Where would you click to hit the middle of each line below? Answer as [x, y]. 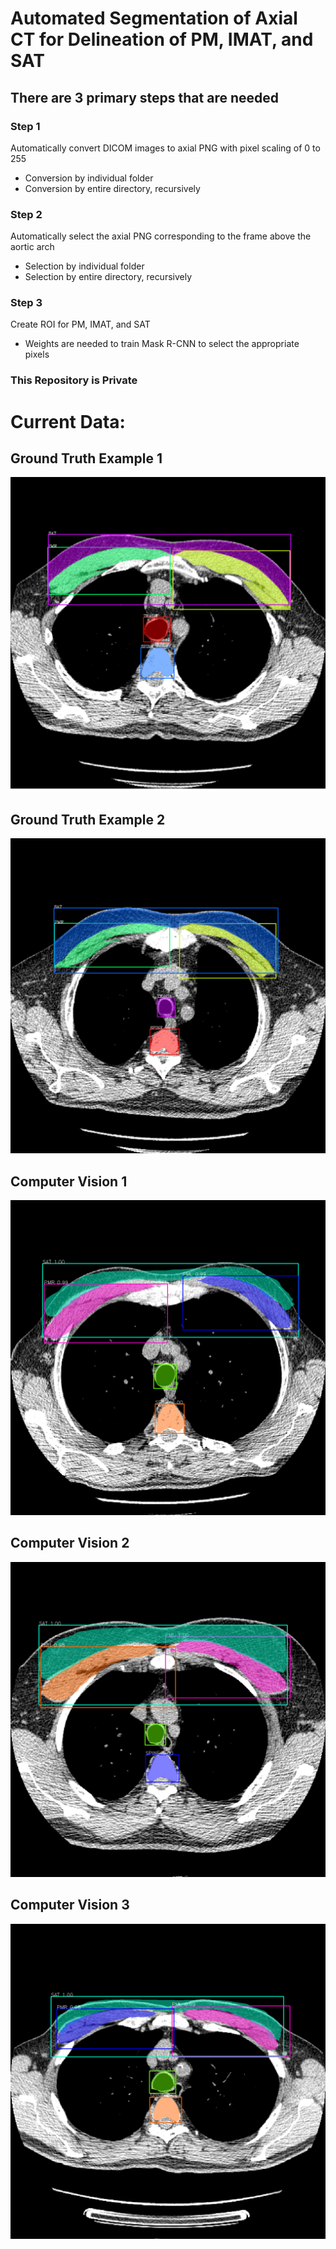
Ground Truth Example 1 [86, 458]
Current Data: [68, 421]
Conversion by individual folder [89, 178]
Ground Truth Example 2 [88, 819]
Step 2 [26, 214]
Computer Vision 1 [69, 1181]
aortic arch [32, 247]
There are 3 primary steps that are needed [144, 97]
